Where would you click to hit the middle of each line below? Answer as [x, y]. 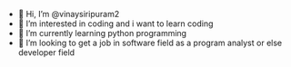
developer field [46, 53]
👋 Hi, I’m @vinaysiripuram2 [69, 14]
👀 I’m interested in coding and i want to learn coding [115, 24]
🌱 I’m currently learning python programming [102, 33]
